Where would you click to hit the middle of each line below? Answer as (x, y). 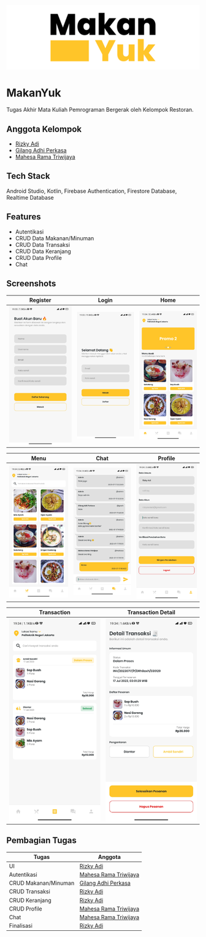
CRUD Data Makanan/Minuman (55, 238)
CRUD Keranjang (30, 900)
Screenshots (31, 284)
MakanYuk (34, 92)
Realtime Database (30, 197)
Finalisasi (21, 926)
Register (40, 300)
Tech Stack (28, 176)
